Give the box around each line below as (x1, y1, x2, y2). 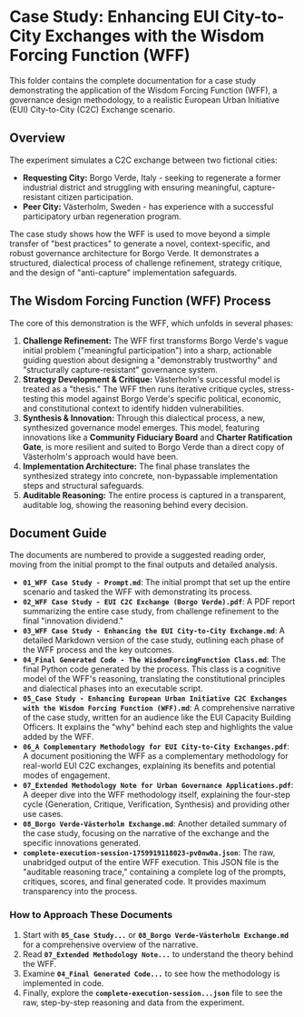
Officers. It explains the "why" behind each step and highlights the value (22, 722, 293, 733)
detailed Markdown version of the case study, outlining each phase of (22, 634, 284, 646)
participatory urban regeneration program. (22, 211, 181, 222)
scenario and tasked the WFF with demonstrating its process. (22, 586, 252, 597)
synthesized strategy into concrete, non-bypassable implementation (22, 470, 279, 481)
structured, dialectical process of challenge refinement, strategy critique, (9, 257, 283, 268)
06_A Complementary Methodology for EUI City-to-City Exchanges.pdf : (22, 741, 290, 752)
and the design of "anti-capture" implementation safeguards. (9, 266, 238, 278)
